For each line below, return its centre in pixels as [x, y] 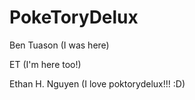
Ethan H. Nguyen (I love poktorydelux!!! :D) [97, 83]
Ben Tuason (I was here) [59, 45]
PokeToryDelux [74, 17]
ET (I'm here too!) [45, 64]
